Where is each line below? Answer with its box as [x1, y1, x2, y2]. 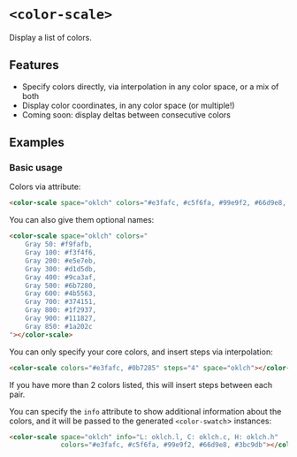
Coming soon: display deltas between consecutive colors [21, 109, 232, 120]
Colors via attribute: [9, 181, 81, 192]
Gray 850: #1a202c [25, 322, 93, 331]
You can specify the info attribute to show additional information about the [9, 406, 282, 416]
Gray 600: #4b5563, [25, 289, 97, 298]
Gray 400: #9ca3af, [25, 272, 97, 282]
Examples [9, 135, 65, 150]
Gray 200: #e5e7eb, [25, 256, 97, 265]
